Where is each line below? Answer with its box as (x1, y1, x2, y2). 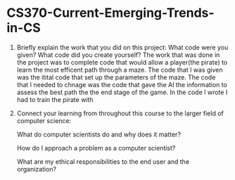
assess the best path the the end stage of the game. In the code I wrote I (16, 88, 228, 96)
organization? (16, 165, 57, 173)
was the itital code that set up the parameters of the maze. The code (16, 72, 216, 82)
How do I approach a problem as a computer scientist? (16, 143, 176, 152)
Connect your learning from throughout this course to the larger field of (16, 109, 224, 117)
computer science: (16, 116, 72, 124)
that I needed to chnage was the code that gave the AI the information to (16, 80, 228, 89)
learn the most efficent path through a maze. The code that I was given (16, 65, 223, 74)
